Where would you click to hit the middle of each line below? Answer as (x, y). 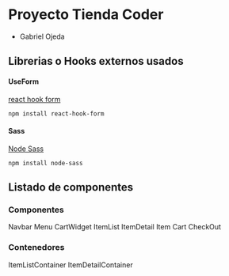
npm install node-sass (46, 163)
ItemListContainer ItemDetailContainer (71, 265)
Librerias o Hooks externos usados (96, 61)
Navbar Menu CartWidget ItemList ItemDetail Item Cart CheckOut (115, 227)
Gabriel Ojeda (42, 36)
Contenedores (36, 248)
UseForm (24, 81)
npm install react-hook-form (56, 113)
